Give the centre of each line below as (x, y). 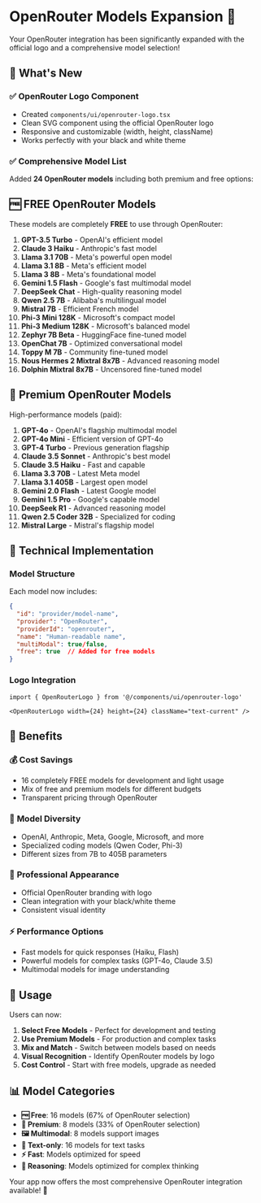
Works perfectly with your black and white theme (103, 140)
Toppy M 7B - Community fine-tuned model (94, 352)
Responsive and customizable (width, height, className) (117, 131)
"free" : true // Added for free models (86, 652)
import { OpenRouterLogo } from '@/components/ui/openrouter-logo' (126, 697)
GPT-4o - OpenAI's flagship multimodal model (99, 430)
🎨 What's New (46, 74)
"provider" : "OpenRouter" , (62, 621)
